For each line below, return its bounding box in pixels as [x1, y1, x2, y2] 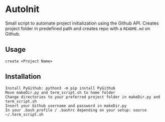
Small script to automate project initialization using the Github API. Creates [5, 20, 159, 26]
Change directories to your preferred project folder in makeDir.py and [5, 94, 160, 99]
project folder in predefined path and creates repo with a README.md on [5, 25, 150, 31]
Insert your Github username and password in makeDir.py [5, 103, 127, 108]
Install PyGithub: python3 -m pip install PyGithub [5, 85, 115, 91]
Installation [5, 72, 41, 81]
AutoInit [5, 4, 40, 15]
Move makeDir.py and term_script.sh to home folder [5, 90, 115, 95]
